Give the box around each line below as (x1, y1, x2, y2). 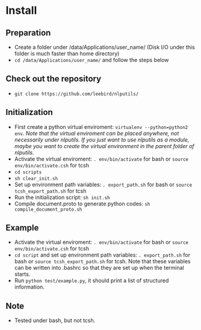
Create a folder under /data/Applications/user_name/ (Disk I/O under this (14, 43, 195, 51)
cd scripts (14, 169, 42, 175)
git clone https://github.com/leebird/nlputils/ (14, 91, 139, 97)
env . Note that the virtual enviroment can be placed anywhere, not (14, 129, 179, 137)
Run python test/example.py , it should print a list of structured (14, 277, 169, 284)
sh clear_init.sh (14, 175, 58, 181)
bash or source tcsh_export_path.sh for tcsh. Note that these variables (14, 258, 191, 265)
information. (14, 284, 45, 291)
